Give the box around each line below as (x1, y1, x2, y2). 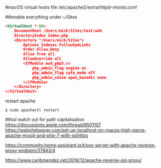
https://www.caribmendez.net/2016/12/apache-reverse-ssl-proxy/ (5, 157, 142, 163)
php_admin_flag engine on (32, 65, 86, 71)
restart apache (5, 98, 36, 104)
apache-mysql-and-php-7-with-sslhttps (5, 132, 88, 138)
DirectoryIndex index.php (14, 33, 69, 38)
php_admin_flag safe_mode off (32, 70, 95, 75)
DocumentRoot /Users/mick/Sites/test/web (14, 28, 102, 33)
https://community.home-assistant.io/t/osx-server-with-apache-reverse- (5, 142, 156, 148)
